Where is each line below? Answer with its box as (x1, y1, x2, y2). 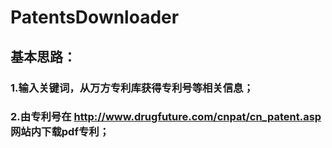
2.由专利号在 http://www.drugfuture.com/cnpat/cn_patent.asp (10, 110, 322, 124)
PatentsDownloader (10, 6, 180, 29)
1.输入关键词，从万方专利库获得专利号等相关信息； (10, 81, 254, 95)
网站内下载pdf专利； (10, 125, 110, 139)
